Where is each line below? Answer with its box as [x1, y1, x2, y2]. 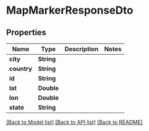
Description [64, 45, 99, 53]
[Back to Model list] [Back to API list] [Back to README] [6, 118, 143, 126]
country [9, 65, 33, 73]
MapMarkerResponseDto [6, 4, 134, 17]
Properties [6, 27, 46, 38]
